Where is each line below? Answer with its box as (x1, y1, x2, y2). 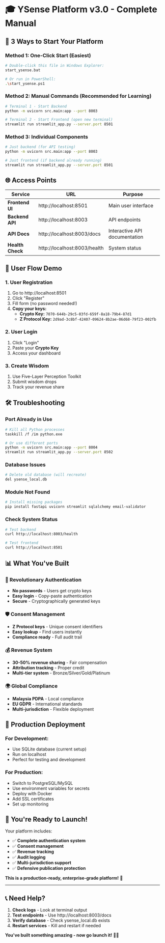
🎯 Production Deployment (5, 720, 85, 728)
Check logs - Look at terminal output (12, 907, 87, 913)
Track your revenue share (12, 384, 65, 390)
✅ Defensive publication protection (12, 865, 86, 871)
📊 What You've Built (5, 559, 69, 568)
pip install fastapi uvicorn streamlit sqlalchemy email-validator (5, 504, 146, 509)
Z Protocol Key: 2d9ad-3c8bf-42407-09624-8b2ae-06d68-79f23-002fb (19, 316, 156, 322)
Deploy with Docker (12, 790, 53, 796)
